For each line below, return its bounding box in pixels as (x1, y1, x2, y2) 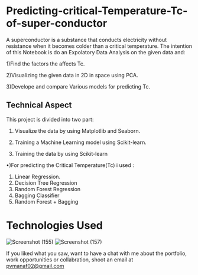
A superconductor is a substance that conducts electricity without (6, 36, 167, 43)
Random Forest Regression (14, 185, 81, 192)
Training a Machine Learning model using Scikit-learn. (14, 139, 147, 146)
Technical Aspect (6, 100, 72, 110)
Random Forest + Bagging (14, 198, 79, 205)
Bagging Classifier (14, 192, 60, 199)
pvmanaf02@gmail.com (6, 262, 64, 269)
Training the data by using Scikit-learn (14, 150, 108, 157)
